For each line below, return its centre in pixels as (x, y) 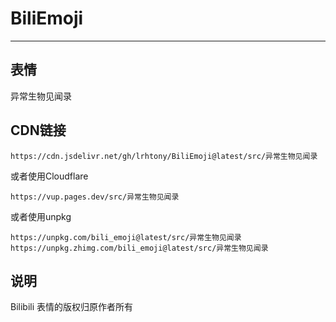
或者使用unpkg (41, 216)
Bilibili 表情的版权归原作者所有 (72, 307)
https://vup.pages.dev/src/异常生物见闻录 (95, 197)
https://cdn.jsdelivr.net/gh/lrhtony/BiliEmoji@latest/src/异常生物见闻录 (164, 156)
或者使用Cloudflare (49, 176)
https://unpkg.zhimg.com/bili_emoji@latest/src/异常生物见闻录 (139, 248)
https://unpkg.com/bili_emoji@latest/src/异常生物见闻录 (126, 237)
